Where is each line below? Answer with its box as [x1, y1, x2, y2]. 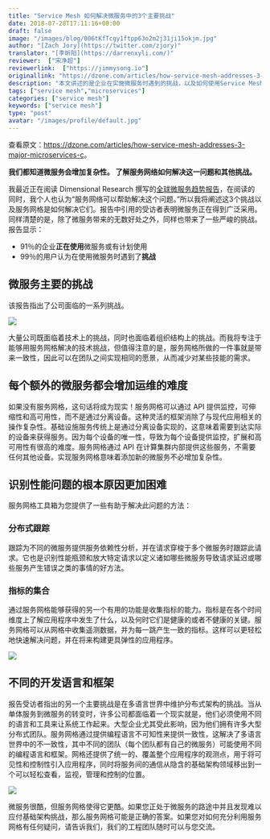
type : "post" [8, 110, 52, 118]
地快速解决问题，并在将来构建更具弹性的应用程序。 [8, 634, 178, 645]
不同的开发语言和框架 [8, 676, 114, 690]
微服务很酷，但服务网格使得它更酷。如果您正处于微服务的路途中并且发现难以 [8, 801, 262, 811]
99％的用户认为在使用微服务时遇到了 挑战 [19, 251, 157, 261]
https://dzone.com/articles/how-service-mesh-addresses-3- [43, 139, 246, 149]
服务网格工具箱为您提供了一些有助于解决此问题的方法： [8, 500, 191, 510]
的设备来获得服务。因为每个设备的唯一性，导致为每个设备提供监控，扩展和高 [8, 432, 262, 442]
